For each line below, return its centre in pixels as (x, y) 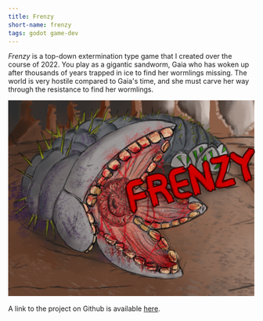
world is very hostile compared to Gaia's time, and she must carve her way (129, 81)
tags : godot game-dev (43, 33)
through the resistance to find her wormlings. (81, 89)
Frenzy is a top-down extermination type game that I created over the (120, 56)
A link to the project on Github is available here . (84, 308)
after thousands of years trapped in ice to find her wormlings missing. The (128, 73)
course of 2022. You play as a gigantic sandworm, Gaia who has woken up (129, 65)
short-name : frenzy (40, 25)
